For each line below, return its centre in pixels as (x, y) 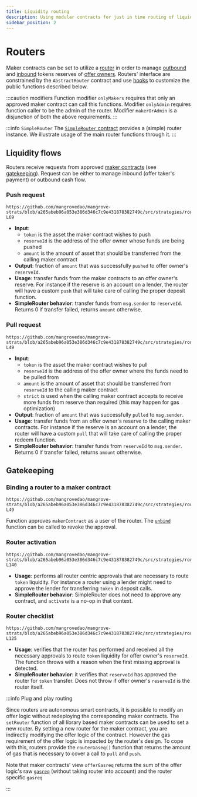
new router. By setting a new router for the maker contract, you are (87, 728)
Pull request (23, 325)
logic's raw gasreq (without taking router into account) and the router (89, 771)
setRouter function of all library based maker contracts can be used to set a (98, 722)
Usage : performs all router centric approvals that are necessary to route (101, 576)
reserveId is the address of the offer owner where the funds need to (106, 371)
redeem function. (35, 440)
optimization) (39, 408)
